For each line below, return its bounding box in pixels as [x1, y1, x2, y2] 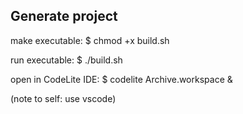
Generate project [10, 8, 118, 25]
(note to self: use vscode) [10, 92, 117, 104]
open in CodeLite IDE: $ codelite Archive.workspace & [10, 73, 233, 85]
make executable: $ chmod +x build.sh [10, 34, 170, 46]
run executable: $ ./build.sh [10, 54, 123, 66]
